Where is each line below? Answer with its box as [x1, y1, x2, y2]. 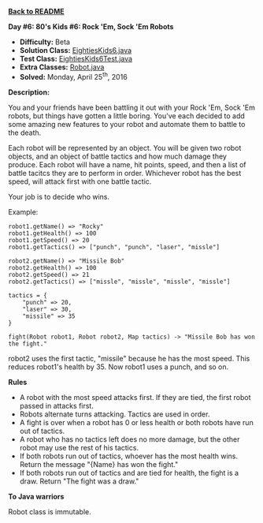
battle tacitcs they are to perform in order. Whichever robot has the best [8, 168, 242, 177]
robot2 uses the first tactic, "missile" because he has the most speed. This [8, 353, 250, 363]
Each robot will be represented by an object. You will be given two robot [8, 143, 242, 152]
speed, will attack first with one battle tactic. [8, 177, 152, 186]
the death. [8, 128, 42, 137]
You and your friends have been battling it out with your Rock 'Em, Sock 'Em [8, 103, 256, 112]
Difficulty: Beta [19, 37, 71, 47]
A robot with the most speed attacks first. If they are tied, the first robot [19, 392, 251, 402]
